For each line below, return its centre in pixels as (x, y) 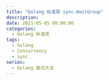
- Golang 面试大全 (33, 68)
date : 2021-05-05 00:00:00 (40, 23)
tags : (13, 40)
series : (16, 62)
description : (23, 17)
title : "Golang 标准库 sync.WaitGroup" (55, 12)
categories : (21, 29)
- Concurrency (29, 51)
